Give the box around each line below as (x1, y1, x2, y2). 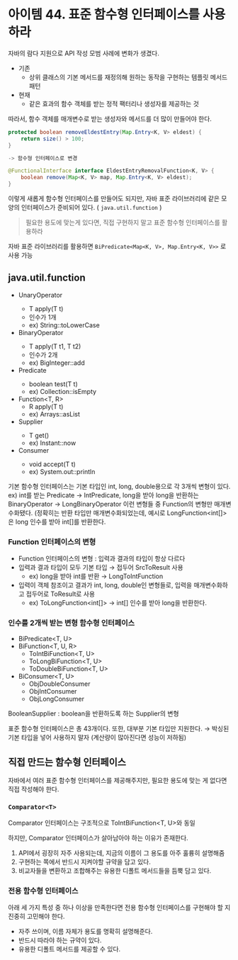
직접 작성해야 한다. (8, 785, 59, 794)
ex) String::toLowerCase (28, 320, 100, 329)
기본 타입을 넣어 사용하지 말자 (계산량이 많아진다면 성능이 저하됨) (8, 733, 187, 742)
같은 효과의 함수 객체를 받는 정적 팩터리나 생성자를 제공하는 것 (28, 99, 199, 108)
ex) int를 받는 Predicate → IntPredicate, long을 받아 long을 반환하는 (8, 490, 199, 499)
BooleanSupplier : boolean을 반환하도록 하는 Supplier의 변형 (8, 709, 179, 718)
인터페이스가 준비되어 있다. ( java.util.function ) (21, 203, 162, 212)
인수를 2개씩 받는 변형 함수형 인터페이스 (8, 618, 135, 628)
